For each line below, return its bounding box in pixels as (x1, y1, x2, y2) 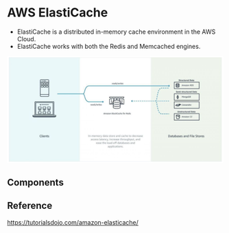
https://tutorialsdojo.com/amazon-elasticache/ (7, 218, 139, 226)
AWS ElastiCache (7, 5, 108, 21)
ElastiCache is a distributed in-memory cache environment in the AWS (16, 27, 216, 36)
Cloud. (16, 34, 36, 43)
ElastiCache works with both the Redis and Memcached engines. (16, 42, 201, 50)
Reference (7, 200, 53, 212)
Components (7, 177, 64, 188)
